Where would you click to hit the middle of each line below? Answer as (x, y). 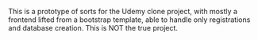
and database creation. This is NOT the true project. (93, 28)
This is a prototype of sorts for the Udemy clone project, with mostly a (123, 11)
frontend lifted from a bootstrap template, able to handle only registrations (129, 20)
